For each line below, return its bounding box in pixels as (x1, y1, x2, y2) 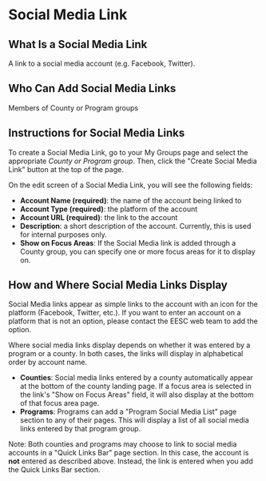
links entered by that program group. (19, 424, 141, 434)
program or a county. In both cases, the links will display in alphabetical (8, 349, 244, 359)
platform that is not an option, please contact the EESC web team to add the (8, 316, 258, 326)
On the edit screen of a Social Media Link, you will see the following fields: (8, 180, 253, 190)
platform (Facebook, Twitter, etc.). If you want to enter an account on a (8, 308, 241, 318)
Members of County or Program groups (8, 102, 138, 113)
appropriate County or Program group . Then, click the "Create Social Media (8, 156, 257, 166)
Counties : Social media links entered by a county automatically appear (19, 373, 253, 383)
